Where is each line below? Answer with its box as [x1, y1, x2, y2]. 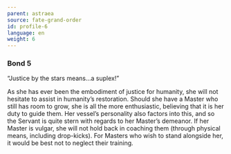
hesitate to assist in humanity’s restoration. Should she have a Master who [7, 95, 219, 104]
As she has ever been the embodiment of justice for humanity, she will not [7, 88, 219, 96]
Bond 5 [7, 59, 32, 68]
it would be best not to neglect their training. [7, 139, 133, 147]
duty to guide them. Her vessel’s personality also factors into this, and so [7, 110, 215, 118]
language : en [7, 29, 45, 37]
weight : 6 [7, 36, 36, 43]
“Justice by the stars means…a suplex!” [7, 74, 120, 83]
